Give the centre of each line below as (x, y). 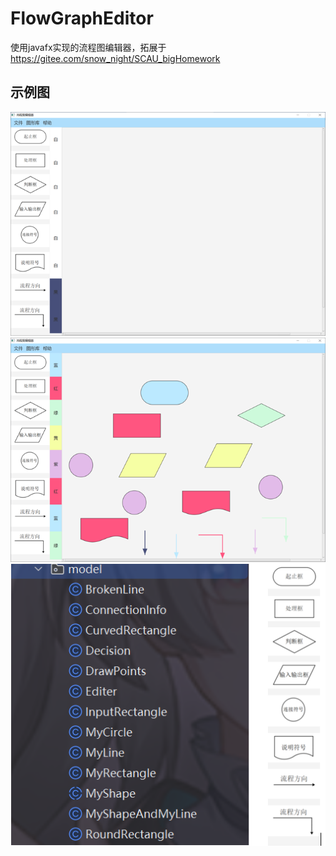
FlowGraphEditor (82, 18)
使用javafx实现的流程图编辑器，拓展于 (88, 47)
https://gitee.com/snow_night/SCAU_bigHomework (115, 58)
